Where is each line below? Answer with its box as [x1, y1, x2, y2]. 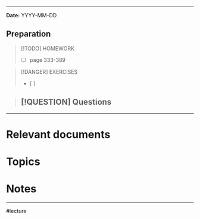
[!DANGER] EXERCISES [20, 68, 78, 75]
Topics [6, 155, 40, 168]
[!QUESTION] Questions [20, 97, 112, 107]
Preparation [6, 29, 51, 39]
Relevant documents [6, 127, 111, 141]
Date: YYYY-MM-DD [6, 12, 57, 18]
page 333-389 [29, 56, 66, 63]
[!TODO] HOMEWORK [20, 45, 75, 52]
